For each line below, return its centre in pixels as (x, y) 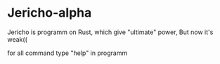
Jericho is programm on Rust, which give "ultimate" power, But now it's (110, 32)
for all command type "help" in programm (67, 53)
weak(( (18, 39)
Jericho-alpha (50, 13)
